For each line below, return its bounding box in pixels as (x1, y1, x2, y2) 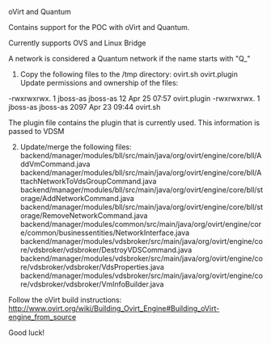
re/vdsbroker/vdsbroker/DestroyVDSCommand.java (19, 245, 193, 254)
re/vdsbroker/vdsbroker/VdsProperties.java (19, 262, 164, 271)
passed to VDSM (8, 127, 65, 136)
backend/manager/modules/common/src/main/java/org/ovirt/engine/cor (19, 220, 261, 229)
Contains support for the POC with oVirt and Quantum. (8, 23, 190, 31)
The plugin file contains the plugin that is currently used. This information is (8, 118, 260, 128)
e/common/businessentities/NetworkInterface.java (19, 228, 190, 237)
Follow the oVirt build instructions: (8, 295, 122, 304)
